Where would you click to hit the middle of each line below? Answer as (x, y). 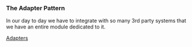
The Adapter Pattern (36, 8)
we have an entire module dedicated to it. (56, 27)
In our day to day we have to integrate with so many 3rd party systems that (96, 21)
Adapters (17, 38)
